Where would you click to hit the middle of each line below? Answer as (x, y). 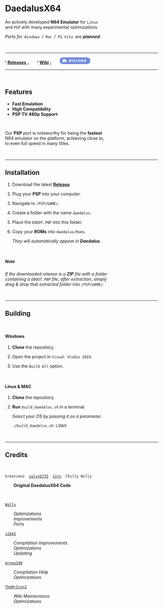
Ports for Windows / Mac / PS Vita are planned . (54, 37)
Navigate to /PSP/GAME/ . (36, 203)
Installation (22, 173)
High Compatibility (31, 109)
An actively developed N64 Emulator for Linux (51, 22)
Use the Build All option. (38, 366)
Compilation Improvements (41, 543)
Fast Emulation (27, 104)
